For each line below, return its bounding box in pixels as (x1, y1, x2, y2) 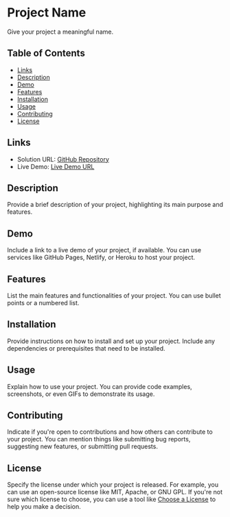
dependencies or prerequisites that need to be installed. (7, 344, 166, 352)
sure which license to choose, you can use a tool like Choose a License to (7, 495, 216, 503)
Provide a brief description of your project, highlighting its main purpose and (7, 201, 223, 209)
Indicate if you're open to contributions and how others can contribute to (7, 428, 213, 436)
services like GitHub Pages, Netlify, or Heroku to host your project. (7, 253, 196, 262)
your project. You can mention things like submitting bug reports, (7, 435, 191, 443)
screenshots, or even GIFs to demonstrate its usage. (7, 390, 155, 398)
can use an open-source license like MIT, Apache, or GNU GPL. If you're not (7, 488, 223, 496)
